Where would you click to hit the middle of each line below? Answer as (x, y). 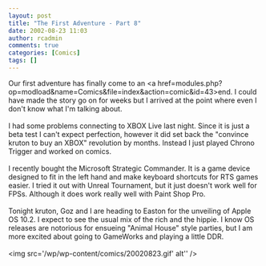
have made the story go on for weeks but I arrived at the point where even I (133, 100)
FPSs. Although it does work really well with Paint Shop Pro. (107, 194)
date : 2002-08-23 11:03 (48, 30)
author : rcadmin (35, 38)
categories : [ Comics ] (44, 53)
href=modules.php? (190, 83)
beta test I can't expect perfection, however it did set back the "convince (129, 134)
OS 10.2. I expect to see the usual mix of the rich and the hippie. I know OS (131, 219)
